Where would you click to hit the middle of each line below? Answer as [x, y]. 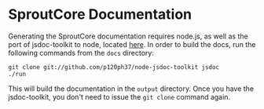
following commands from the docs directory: [81, 53]
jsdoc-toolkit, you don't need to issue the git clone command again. [119, 96]
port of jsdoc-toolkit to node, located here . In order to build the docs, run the [132, 44]
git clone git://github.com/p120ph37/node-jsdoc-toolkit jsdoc [114, 67]
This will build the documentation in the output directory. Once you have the [131, 89]
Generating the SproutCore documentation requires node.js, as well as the [128, 36]
